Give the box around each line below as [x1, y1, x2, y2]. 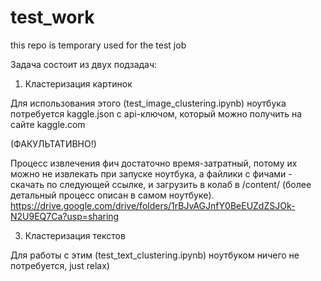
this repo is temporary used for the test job [10, 39, 187, 51]
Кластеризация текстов [24, 229, 126, 241]
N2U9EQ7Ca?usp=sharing [10, 210, 120, 222]
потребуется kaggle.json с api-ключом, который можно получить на [10, 107, 303, 120]
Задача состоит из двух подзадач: [10, 58, 158, 70]
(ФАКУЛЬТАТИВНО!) [10, 137, 97, 150]
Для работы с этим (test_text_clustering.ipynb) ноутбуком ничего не [10, 249, 300, 261]
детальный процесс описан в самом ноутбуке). [10, 189, 215, 201]
